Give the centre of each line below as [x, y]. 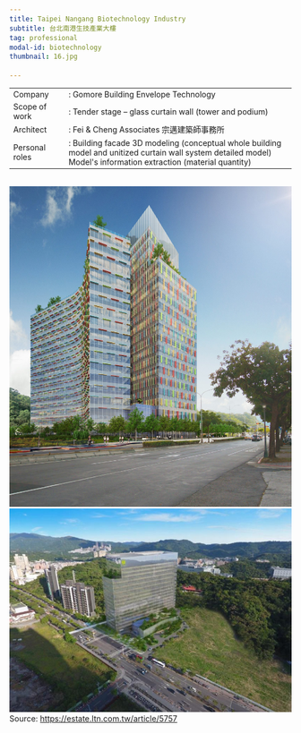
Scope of [30, 107]
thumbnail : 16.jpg [43, 57]
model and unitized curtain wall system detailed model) [170, 152]
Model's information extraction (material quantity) [160, 162]
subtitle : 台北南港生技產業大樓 [63, 28]
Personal [30, 147]
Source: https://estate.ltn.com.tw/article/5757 [93, 718]
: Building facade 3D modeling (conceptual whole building [175, 142]
